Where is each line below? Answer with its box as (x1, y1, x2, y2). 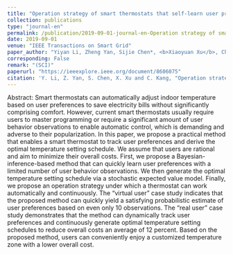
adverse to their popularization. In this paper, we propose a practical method (7, 130, 226, 138)
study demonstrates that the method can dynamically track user (7, 211, 191, 219)
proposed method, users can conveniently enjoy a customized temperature (7, 233, 222, 242)
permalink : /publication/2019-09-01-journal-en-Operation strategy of (7, 29, 216, 37)
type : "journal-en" (7, 23, 64, 30)
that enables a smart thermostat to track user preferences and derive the (7, 138, 216, 146)
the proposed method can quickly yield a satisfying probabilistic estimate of (7, 197, 224, 205)
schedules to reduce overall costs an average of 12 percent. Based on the (7, 226, 218, 234)
